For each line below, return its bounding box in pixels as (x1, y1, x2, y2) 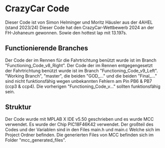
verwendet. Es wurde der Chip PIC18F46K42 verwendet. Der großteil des (5, 121, 154, 127)
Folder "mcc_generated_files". (5, 137, 66, 143)
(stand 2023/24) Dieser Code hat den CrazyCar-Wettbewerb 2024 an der (5, 24, 154, 30)
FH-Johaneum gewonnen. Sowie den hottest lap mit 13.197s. (5, 30, 127, 36)
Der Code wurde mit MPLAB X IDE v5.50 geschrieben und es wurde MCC (5, 116, 154, 122)
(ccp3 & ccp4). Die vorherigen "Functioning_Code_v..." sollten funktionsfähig (5, 83, 161, 89)
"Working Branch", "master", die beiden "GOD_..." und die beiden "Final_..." (5, 73, 157, 79)
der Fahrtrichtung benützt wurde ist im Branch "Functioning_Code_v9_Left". (5, 68, 158, 74)
